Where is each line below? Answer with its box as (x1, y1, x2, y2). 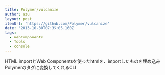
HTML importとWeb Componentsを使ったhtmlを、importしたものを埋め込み (5, 58, 160, 64)
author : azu (5, 12, 30, 17)
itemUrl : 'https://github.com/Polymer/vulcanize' (5, 21, 110, 26)
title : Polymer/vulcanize (5, 7, 58, 12)
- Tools (9, 39, 26, 44)
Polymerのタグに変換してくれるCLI (5, 64, 77, 70)
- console (9, 44, 30, 49)
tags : (5, 30, 16, 35)
